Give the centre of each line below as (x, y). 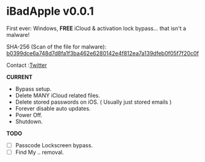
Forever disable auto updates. (53, 108)
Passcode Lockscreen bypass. (54, 145)
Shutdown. (29, 121)
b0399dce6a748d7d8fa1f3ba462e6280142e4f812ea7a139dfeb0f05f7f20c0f (103, 53)
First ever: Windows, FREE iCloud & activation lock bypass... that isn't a (96, 28)
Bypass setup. (33, 89)
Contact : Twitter (27, 65)
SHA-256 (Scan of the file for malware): (56, 47)
